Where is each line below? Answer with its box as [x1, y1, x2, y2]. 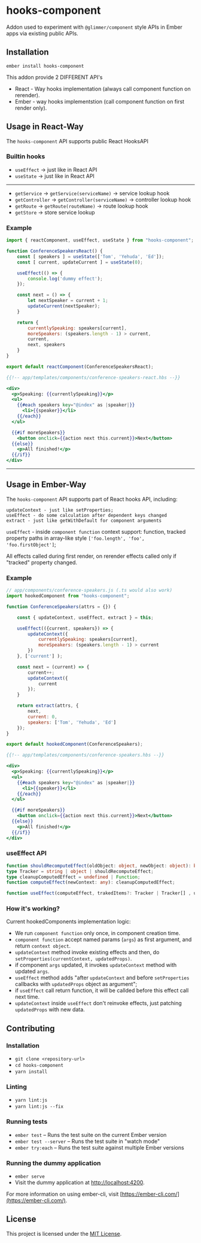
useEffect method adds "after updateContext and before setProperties [14, 974, 190, 981]
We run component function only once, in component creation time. [14, 930, 181, 937]
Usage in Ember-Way [6, 480, 87, 490]
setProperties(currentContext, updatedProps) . [14, 955, 132, 962]
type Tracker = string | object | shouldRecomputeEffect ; [6, 868, 154, 875]
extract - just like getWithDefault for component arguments [6, 518, 162, 524]
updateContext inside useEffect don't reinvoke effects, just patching [14, 1000, 182, 1007]
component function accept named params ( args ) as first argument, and [14, 936, 192, 943]
